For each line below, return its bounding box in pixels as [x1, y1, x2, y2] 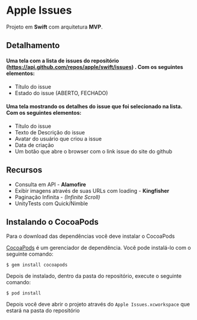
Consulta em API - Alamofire [14, 181, 86, 188]
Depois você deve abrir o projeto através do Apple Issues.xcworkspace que [6, 301, 190, 308]
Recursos [6, 165, 43, 175]
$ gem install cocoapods [6, 262, 68, 268]
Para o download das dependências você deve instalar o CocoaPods [6, 233, 175, 240]
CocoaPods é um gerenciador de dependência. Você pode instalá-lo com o [6, 244, 192, 252]
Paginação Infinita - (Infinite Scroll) [14, 193, 101, 200]
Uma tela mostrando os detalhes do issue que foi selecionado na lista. [6, 103, 183, 110]
